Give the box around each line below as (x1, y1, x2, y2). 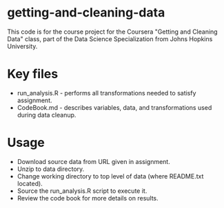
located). (17, 179, 43, 187)
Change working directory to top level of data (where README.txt (17, 172, 204, 180)
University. (7, 42, 38, 50)
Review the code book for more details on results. (17, 194, 159, 202)
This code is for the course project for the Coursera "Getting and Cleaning (7, 27, 218, 36)
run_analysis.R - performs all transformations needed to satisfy (17, 89, 196, 97)
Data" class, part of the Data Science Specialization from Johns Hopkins (7, 34, 213, 43)
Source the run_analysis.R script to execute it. (17, 187, 147, 195)
